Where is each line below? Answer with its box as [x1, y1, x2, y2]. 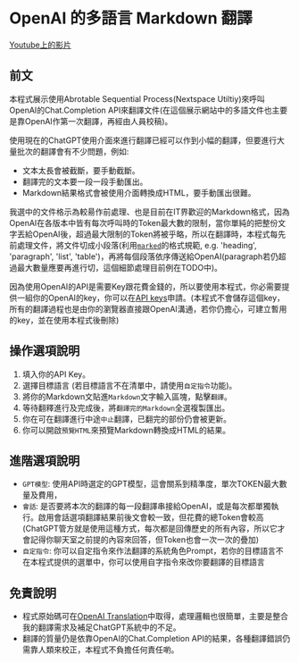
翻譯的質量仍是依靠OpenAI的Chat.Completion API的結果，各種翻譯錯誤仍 [21, 634, 291, 644]
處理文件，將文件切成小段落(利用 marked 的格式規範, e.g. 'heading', [16, 239, 257, 250]
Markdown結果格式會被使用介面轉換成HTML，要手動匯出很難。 [21, 187, 256, 197]
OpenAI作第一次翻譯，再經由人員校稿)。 [24, 115, 173, 126]
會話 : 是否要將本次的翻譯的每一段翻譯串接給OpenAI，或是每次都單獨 [21, 501, 271, 512]
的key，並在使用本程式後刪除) [9, 315, 120, 325]
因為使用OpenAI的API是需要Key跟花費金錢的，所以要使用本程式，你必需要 [9, 281, 283, 291]
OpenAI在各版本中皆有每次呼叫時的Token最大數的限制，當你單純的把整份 [9, 217, 278, 228]
